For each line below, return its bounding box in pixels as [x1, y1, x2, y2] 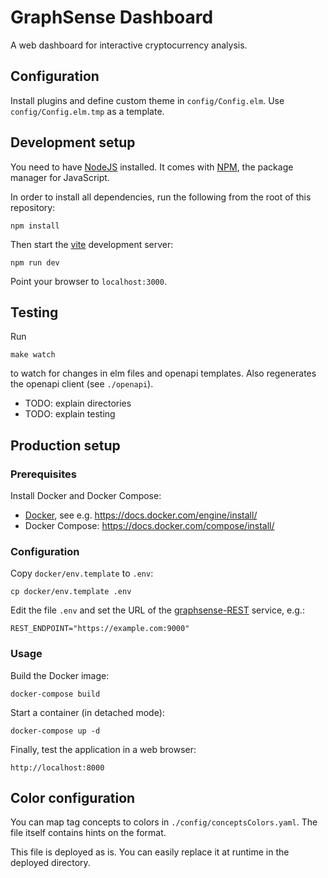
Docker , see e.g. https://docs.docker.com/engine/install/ [24, 509, 258, 521]
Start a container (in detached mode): [10, 706, 165, 718]
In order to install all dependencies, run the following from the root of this [10, 191, 312, 203]
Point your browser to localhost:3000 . [10, 275, 167, 287]
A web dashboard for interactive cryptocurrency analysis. [10, 39, 248, 51]
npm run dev [10, 257, 60, 268]
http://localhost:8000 [10, 762, 105, 773]
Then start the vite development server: [10, 238, 174, 250]
